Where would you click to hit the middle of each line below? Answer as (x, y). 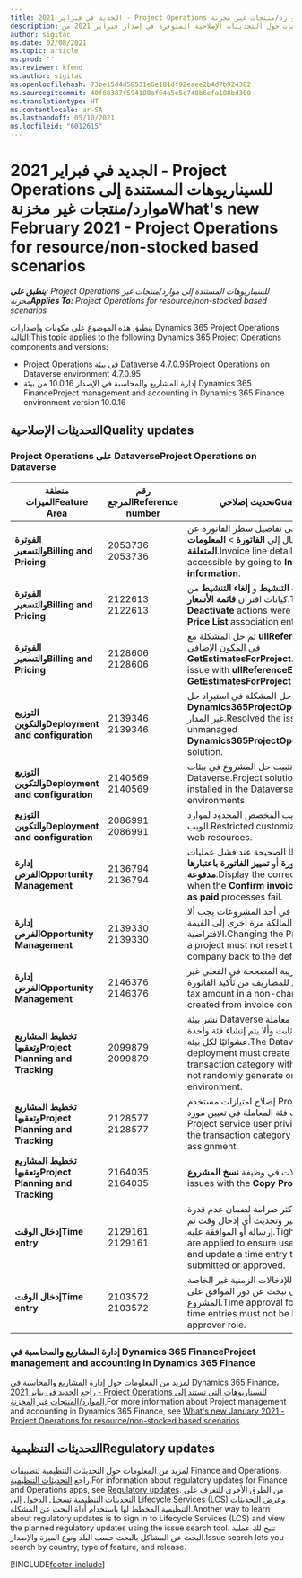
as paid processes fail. (235, 897)
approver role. (217, 1325)
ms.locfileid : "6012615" (56, 127)
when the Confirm (226, 885)
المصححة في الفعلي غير (233, 971)
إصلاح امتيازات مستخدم (232, 1101)
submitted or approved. (237, 1265)
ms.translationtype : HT (55, 101)
